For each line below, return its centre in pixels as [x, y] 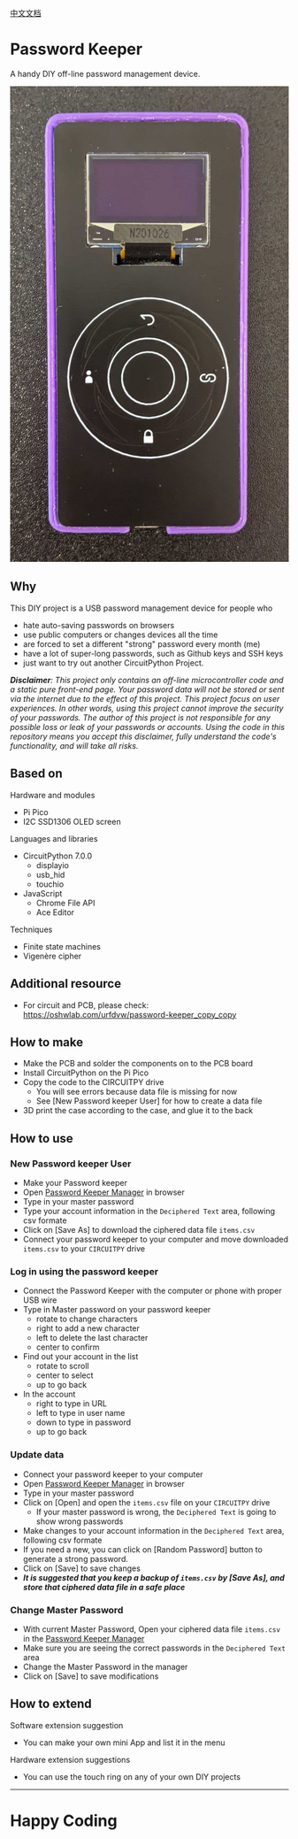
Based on [36, 774]
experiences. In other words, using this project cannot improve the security [147, 708]
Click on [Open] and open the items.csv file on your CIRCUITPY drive [146, 1502]
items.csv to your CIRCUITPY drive [84, 1249]
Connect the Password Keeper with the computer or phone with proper [152, 1291]
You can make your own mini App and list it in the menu [124, 1743]
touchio [50, 884]
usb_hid [50, 874]
